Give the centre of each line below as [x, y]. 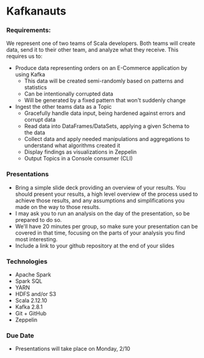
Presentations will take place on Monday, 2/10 [73, 349]
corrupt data [40, 120]
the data [35, 133]
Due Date [20, 336]
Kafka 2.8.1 [29, 307]
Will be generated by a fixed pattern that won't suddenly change [105, 100]
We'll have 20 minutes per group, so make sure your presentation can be [106, 226]
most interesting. [36, 239]
